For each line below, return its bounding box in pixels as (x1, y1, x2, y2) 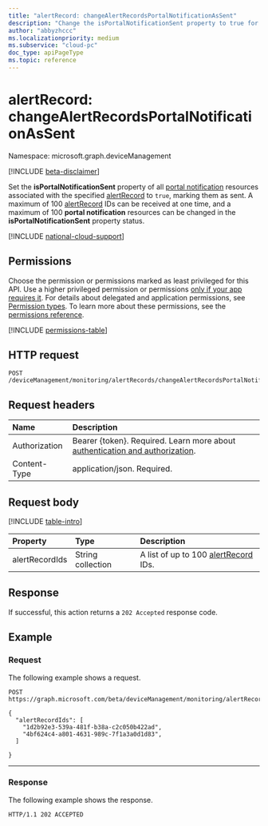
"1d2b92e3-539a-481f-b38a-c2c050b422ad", (22, 723, 162, 731)
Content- (12, 459, 48, 470)
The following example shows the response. (8, 795, 153, 804)
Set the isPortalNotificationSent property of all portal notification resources (8, 181, 259, 192)
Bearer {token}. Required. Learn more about (72, 435, 236, 447)
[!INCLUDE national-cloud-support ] (8, 231, 125, 240)
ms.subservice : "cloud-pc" (8, 42, 98, 50)
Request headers (8, 398, 96, 411)
